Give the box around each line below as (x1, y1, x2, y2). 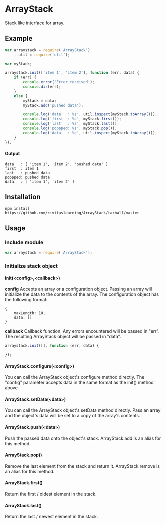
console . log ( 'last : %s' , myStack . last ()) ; (23, 121, 120, 126)
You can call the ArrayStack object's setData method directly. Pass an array (5, 407, 161, 413)
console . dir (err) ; (23, 84, 61, 89)
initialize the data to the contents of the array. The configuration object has (5, 291, 159, 297)
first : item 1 (5, 166, 39, 171)
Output (5, 151, 20, 157)
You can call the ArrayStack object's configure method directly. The (5, 374, 145, 380)
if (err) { (14, 75, 37, 80)
